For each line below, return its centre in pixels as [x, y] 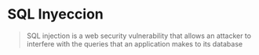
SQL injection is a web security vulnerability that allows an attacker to [139, 36]
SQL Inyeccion [55, 14]
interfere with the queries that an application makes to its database [135, 43]
